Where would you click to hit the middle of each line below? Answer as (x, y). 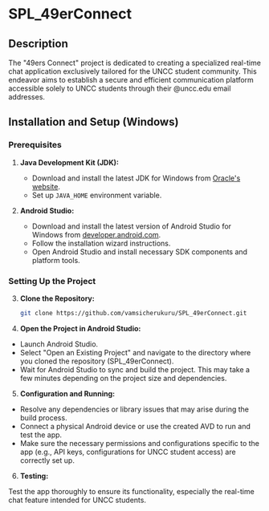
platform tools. (56, 260)
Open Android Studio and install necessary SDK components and (139, 251)
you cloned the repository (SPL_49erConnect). (97, 361)
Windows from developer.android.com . (96, 234)
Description (38, 44)
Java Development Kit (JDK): (69, 162)
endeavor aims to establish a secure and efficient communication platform (131, 80)
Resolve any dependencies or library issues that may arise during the (134, 409)
